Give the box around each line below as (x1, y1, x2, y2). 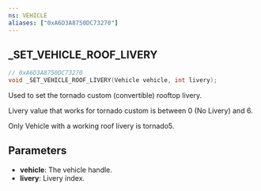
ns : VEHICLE (8, 11, 47, 20)
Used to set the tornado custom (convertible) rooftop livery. (8, 91, 202, 100)
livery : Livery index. (19, 173, 85, 182)
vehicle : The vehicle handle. (19, 165, 113, 174)
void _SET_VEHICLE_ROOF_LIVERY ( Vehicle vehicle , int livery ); (8, 77, 217, 84)
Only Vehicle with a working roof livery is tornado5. (8, 122, 175, 131)
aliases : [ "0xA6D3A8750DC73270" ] (8, 19, 119, 27)
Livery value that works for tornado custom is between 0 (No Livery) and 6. (8, 106, 253, 115)
